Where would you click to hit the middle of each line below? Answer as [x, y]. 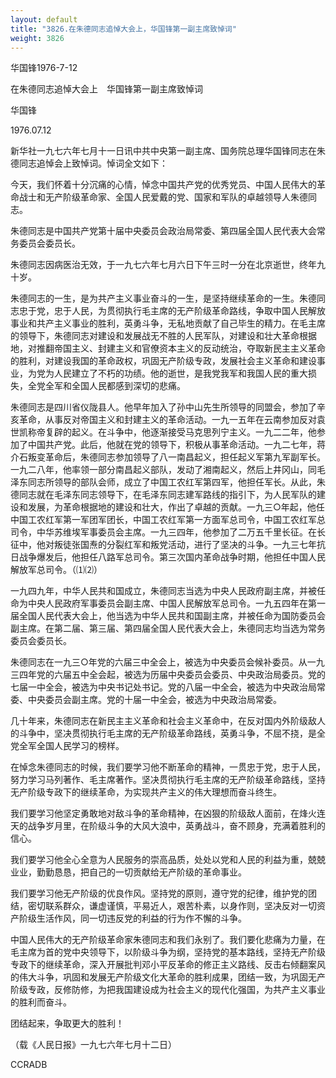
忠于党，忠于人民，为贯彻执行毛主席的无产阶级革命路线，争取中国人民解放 [172, 311]
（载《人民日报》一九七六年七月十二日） [93, 1045]
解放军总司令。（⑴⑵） [56, 570]
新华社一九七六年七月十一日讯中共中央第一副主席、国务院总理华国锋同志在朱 [168, 151]
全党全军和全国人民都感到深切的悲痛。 [106, 386]
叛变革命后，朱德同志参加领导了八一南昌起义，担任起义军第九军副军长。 [176, 457]
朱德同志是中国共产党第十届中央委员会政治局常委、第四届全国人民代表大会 [163, 231]
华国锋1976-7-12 [44, 68]
